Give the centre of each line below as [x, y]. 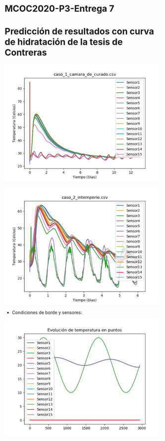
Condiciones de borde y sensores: [47, 312]
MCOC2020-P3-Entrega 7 [59, 9]
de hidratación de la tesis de [64, 42]
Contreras [26, 53]
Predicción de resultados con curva [80, 32]
